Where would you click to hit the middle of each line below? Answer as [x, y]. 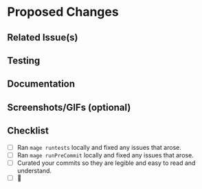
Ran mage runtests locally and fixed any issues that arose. [99, 147]
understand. [34, 170]
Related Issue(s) [43, 37]
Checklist [28, 131]
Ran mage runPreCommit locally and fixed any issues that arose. [105, 155]
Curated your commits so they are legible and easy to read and [106, 163]
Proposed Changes [63, 12]
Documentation [41, 84]
